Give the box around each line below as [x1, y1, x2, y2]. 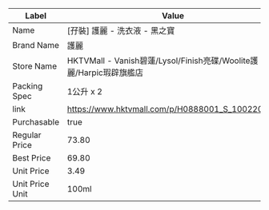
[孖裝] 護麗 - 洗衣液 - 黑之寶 [66, 26, 175, 36]
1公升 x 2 [66, 86, 102, 97]
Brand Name [12, 40, 60, 50]
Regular [12, 129, 42, 141]
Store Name [12, 61, 58, 71]
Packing [12, 81, 43, 91]
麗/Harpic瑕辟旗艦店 [66, 67, 144, 78]
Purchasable [12, 117, 60, 127]
